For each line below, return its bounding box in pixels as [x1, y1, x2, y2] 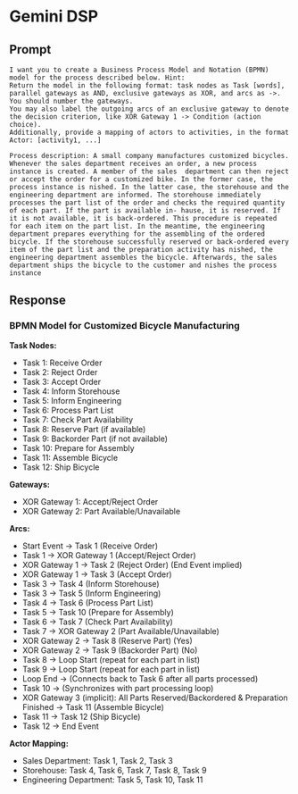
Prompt [9, 42, 52, 57]
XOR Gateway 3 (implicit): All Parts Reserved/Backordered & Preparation [21, 692, 288, 703]
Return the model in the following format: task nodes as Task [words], [9, 81, 286, 90]
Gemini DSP [9, 6, 99, 27]
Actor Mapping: [9, 738, 69, 748]
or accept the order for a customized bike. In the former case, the [9, 175, 274, 184]
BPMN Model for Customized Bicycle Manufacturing [9, 320, 241, 332]
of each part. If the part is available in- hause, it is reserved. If [9, 206, 281, 215]
